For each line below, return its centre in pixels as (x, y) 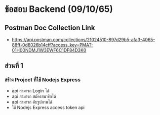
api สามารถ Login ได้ (31, 91)
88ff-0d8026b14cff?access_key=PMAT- (52, 45)
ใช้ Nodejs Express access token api (48, 107)
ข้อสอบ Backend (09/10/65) (59, 9)
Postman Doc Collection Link (50, 28)
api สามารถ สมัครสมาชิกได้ (34, 96)
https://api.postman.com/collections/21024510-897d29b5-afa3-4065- (83, 40)
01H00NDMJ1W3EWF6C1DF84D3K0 (49, 50)
